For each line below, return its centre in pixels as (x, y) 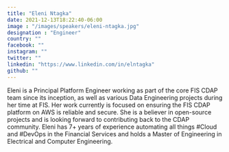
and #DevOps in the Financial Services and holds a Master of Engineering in (114, 134)
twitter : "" (24, 58)
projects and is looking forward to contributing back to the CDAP (98, 119)
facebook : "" (26, 45)
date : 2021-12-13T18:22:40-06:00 (55, 20)
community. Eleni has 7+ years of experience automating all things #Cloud (112, 127)
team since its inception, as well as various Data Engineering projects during (115, 97)
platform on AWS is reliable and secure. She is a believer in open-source (109, 112)
